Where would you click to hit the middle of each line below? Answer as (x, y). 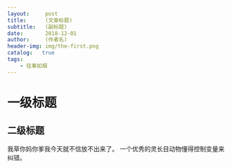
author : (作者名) (37, 40)
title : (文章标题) (40, 20)
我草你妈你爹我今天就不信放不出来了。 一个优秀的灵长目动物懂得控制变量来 (116, 148)
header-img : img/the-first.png (53, 46)
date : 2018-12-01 (42, 33)
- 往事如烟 (34, 66)
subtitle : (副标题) (37, 27)
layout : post (33, 14)
